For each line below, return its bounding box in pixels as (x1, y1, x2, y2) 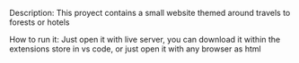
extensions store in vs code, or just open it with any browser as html (9, 43, 262, 54)
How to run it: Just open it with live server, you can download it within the (9, 35, 281, 44)
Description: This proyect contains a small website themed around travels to (9, 8, 291, 18)
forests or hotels (9, 17, 70, 28)
